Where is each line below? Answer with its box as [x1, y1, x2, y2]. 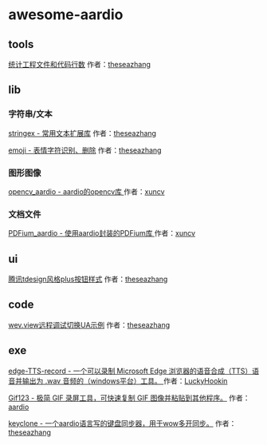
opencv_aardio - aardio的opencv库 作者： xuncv [8, 186, 165, 197]
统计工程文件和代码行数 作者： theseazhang [8, 60, 151, 69]
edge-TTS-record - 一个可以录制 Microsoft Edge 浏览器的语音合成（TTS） [8, 366, 253, 375]
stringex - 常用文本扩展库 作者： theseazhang [8, 128, 157, 137]
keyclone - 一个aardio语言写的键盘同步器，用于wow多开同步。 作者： [8, 418, 237, 428]
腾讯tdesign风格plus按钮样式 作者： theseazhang [8, 274, 168, 284]
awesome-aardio [8, 6, 124, 24]
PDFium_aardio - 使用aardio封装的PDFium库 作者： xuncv [8, 228, 196, 238]
